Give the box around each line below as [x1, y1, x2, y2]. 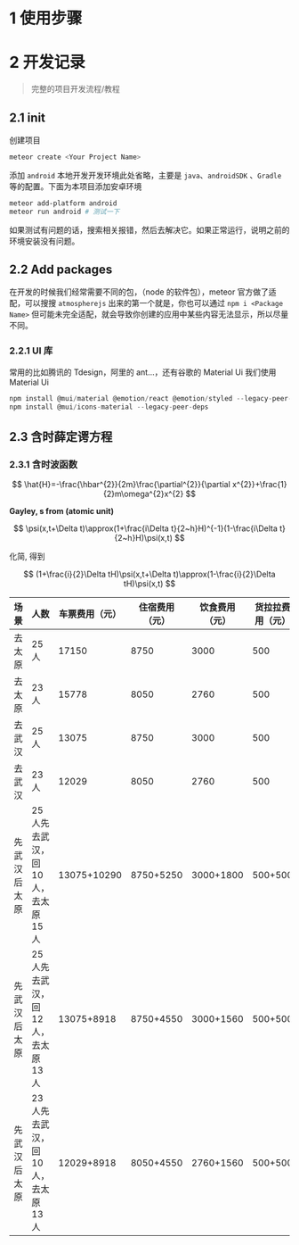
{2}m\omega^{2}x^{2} [102, 488, 184, 500]
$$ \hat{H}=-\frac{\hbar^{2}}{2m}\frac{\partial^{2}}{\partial [12, 479, 231, 490]
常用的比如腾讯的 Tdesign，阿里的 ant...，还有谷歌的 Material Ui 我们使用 [9, 367, 277, 378]
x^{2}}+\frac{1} [231, 479, 287, 490]
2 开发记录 [9, 53, 86, 72]
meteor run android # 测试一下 [9, 207, 120, 216]
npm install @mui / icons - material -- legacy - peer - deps [9, 403, 209, 411]
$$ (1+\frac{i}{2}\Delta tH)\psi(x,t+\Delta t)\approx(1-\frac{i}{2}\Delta [23, 569, 276, 580]
